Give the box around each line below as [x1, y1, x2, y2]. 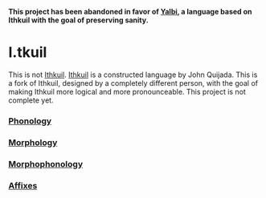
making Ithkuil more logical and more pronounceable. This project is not [8, 87, 247, 96]
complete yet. [8, 95, 54, 105]
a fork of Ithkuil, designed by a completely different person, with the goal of [8, 78, 259, 87]
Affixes [8, 180, 38, 191]
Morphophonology [8, 158, 83, 169]
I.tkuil [8, 43, 47, 62]
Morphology [8, 136, 58, 147]
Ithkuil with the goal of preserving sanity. [8, 15, 149, 25]
